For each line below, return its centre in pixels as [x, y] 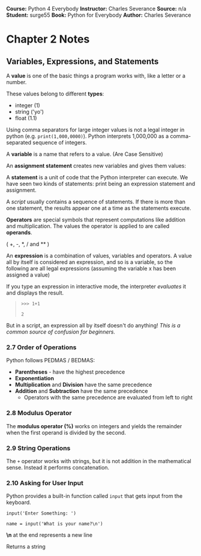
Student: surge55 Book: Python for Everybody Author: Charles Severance [99, 15]
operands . [19, 232]
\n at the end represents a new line [49, 535]
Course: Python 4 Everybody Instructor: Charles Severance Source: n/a [96, 9]
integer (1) [27, 105]
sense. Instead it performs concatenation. [58, 467]
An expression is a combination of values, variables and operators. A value [99, 256]
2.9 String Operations [38, 448]
